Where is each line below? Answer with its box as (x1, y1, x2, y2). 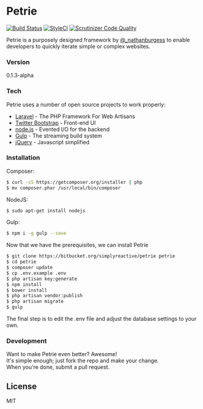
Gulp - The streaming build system (15, 132, 102, 139)
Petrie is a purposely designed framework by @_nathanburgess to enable (6, 36, 190, 43)
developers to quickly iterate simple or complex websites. (6, 43, 151, 50)
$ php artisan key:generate (6, 276, 78, 282)
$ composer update (6, 265, 53, 271)
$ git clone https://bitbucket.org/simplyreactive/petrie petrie (6, 253, 175, 259)
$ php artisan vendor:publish (6, 293, 83, 299)
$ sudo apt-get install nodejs (6, 208, 86, 214)
